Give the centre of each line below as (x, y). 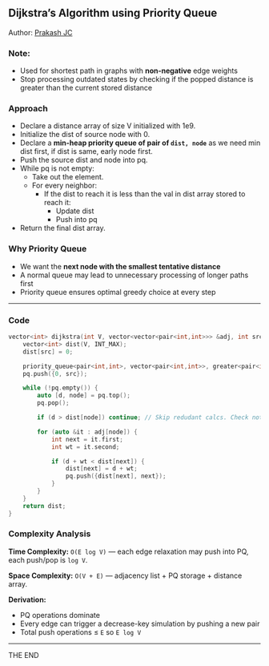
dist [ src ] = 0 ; (48, 352)
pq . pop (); (53, 403)
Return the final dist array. (62, 228)
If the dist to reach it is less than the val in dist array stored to (145, 194)
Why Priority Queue (48, 249)
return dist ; (44, 506)
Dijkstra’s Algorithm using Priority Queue (113, 13)
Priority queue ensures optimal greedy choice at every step (118, 292)
